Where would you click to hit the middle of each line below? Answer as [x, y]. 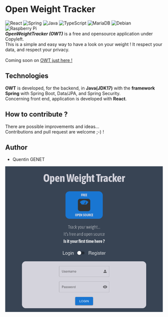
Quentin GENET [28, 159]
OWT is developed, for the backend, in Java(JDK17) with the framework [80, 88]
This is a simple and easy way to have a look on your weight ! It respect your [84, 44]
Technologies [27, 76]
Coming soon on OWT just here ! [39, 60]
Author [16, 147]
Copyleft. [14, 39]
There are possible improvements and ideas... [52, 126]
